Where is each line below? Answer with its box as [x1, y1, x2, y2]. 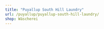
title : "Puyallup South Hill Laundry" [5, 7, 84, 12]
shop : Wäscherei [5, 16, 38, 21]
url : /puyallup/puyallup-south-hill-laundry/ [5, 12, 99, 17]
